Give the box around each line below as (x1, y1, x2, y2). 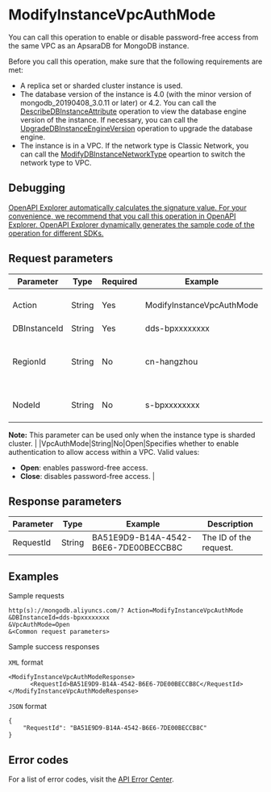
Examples (8, 569, 59, 583)
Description (206, 519, 254, 530)
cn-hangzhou (144, 356, 198, 367)
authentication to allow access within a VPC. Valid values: (8, 447, 200, 456)
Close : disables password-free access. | (19, 471, 156, 481)
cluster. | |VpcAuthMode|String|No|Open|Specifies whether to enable (8, 438, 240, 448)
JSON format (8, 702, 47, 711)
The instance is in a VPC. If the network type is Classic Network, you (19, 140, 249, 150)
